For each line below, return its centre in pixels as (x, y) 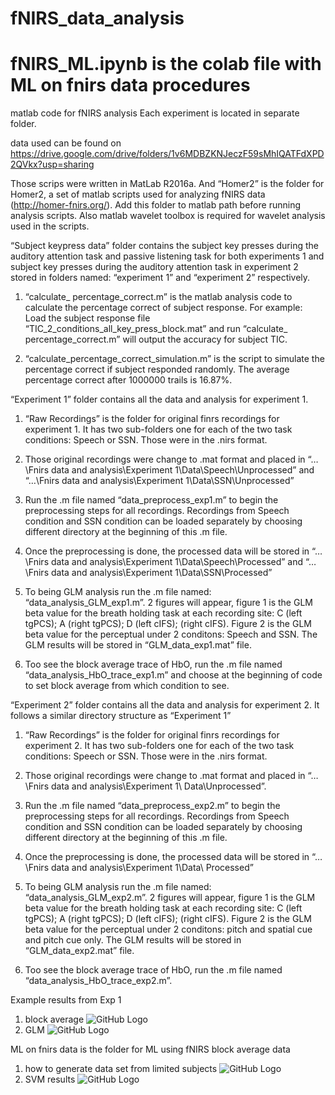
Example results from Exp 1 (66, 1000)
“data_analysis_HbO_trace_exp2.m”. (98, 981)
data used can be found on (66, 143)
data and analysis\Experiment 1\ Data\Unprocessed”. (158, 786)
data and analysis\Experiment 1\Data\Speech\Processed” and (177, 562)
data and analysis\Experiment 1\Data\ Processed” (152, 868)
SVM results (50, 1079)
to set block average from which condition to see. (127, 686)
